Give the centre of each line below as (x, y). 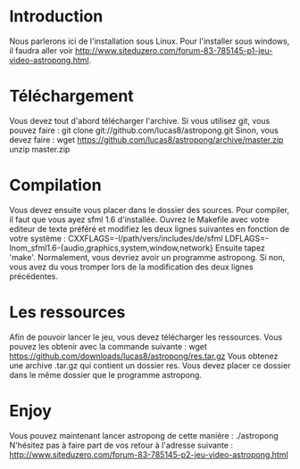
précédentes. (33, 276)
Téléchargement (71, 96)
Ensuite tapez (241, 248)
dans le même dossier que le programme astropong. (106, 374)
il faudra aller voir (42, 50)
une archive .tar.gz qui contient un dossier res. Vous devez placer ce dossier (150, 365)
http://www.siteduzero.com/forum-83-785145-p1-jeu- (174, 50)
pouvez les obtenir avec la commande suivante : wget (108, 346)
